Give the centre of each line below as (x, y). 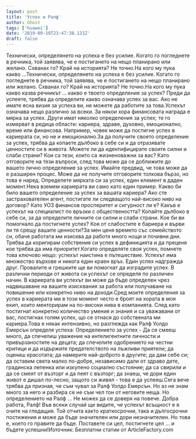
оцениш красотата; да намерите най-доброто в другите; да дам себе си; (97, 355)
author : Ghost (23, 22)
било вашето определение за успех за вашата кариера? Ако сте (87, 193)
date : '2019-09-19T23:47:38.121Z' (48, 33)
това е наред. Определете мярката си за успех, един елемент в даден (94, 180)
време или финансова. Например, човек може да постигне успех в (91, 130)
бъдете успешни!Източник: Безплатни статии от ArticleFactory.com (90, 430)
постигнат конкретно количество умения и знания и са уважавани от (93, 311)
